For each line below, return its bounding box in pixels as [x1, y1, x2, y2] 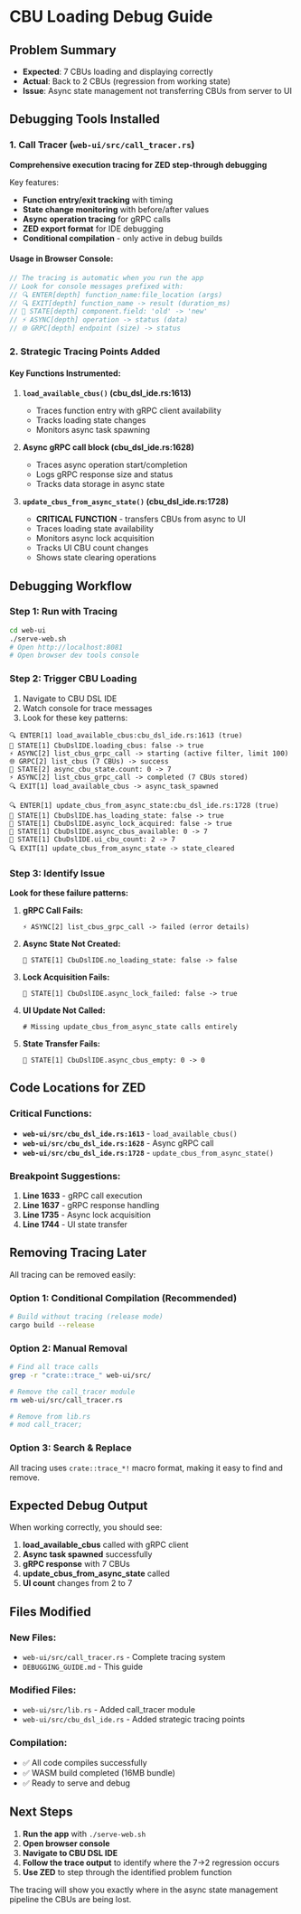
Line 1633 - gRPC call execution [22, 1190, 143, 1201]
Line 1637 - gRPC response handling [22, 1199, 160, 1210]
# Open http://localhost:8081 [9, 643, 124, 652]
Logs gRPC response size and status [35, 469, 174, 480]
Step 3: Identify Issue [9, 867, 106, 879]
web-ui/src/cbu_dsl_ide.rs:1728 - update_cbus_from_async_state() [22, 1147, 274, 1158]
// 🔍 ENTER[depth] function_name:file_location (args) [9, 290, 223, 299]
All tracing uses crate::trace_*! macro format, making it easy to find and [9, 1462, 283, 1473]
